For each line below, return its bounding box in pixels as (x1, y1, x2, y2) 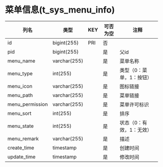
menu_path (7, 92, 33, 98)
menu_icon (7, 83, 33, 89)
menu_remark (7, 135, 39, 142)
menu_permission (7, 101, 48, 108)
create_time (7, 144, 34, 151)
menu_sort (7, 110, 32, 116)
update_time (7, 153, 36, 160)
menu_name (7, 57, 35, 64)
